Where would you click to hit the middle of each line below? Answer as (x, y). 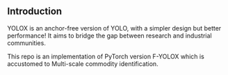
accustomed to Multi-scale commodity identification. (83, 64)
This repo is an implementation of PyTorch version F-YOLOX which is (106, 56)
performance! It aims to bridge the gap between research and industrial (109, 35)
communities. (27, 43)
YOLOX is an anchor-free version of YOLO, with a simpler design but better (114, 28)
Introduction (35, 11)
